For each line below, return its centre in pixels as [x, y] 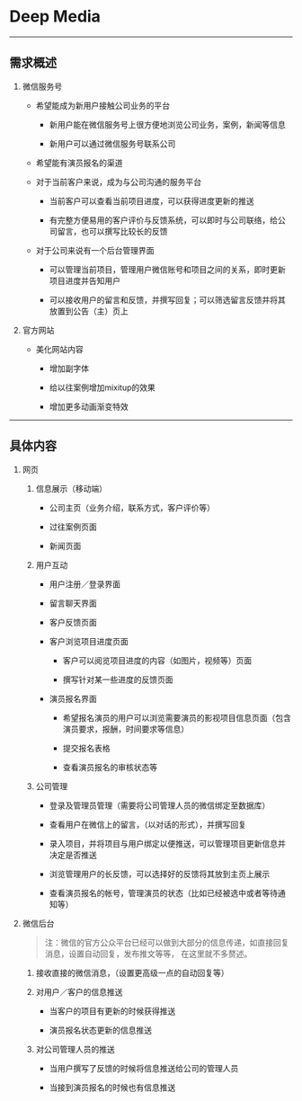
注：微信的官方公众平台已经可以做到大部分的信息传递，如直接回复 [167, 942]
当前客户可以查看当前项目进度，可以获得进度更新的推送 [151, 200]
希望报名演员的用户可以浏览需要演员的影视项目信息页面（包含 [177, 717]
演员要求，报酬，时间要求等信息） [126, 729]
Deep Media [55, 17]
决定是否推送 [73, 855]
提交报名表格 [86, 748]
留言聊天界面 [73, 603]
